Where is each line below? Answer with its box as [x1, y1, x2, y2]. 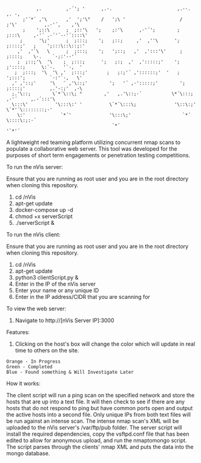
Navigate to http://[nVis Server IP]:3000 [15, 317, 114, 324]
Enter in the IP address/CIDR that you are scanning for [15, 293, 150, 300]
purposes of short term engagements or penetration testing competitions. [6, 152, 191, 159]
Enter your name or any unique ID [15, 287, 99, 294]
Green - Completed [6, 364, 53, 370]
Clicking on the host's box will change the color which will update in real [15, 340, 196, 348]
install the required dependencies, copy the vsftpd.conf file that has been [6, 430, 189, 437]
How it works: [6, 380, 41, 387]
